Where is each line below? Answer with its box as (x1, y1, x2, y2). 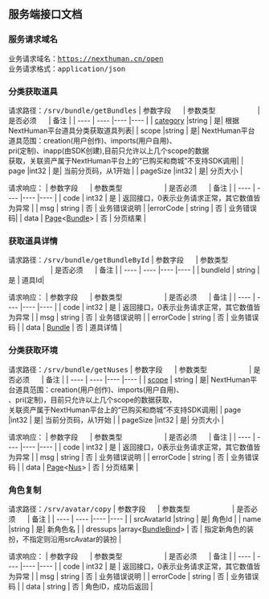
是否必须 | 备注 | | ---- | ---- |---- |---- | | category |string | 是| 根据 (8, 115, 239, 125)
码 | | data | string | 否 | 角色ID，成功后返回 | (8, 581, 153, 591)
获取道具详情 (8, 235, 59, 246)
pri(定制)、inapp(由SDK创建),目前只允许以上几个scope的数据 (8, 146, 210, 155)
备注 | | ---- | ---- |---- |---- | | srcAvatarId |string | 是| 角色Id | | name (31, 514, 262, 523)
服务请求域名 (8, 34, 59, 45)
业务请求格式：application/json (8, 64, 126, 73)
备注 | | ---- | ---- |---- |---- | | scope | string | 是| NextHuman (45, 374, 251, 384)
